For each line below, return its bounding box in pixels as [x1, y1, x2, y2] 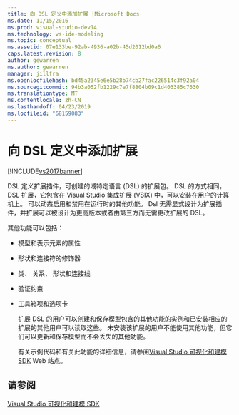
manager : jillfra [7, 70, 59, 77]
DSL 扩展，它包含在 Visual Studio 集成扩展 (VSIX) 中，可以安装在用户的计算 [7, 190, 230, 199]
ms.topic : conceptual [7, 37, 72, 44]
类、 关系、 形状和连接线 [17, 269, 91, 277]
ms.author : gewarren [7, 63, 69, 71]
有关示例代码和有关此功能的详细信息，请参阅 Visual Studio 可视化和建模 [17, 347, 227, 356]
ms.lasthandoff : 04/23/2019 [7, 103, 91, 111]
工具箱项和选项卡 [17, 299, 68, 307]
